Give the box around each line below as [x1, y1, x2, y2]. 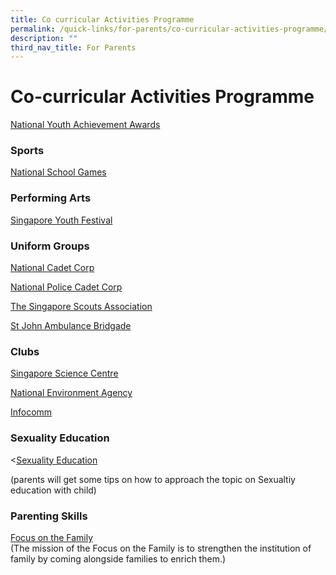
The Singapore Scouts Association [10, 301, 153, 313]
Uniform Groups [10, 239, 90, 253]
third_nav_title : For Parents [10, 42, 137, 53]
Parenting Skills [10, 509, 88, 523]
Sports [10, 144, 45, 158]
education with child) [10, 484, 97, 496]
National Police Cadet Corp [10, 281, 123, 293]
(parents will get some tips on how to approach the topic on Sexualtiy [10, 473, 296, 485]
